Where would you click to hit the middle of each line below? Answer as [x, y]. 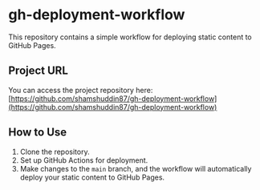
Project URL [38, 71]
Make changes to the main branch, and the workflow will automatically [136, 168]
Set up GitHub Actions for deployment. [84, 160]
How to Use [38, 133]
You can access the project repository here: [81, 90]
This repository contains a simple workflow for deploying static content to [130, 37]
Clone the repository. [55, 152]
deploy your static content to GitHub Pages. [92, 177]
